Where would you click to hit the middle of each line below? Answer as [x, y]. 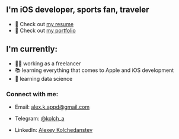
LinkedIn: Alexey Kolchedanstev [54, 129]
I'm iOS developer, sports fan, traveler [78, 10]
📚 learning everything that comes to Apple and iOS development [94, 70]
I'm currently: [32, 49]
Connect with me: [32, 94]
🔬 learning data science [44, 78]
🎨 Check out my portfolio [45, 30]
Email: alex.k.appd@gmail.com [52, 107]
